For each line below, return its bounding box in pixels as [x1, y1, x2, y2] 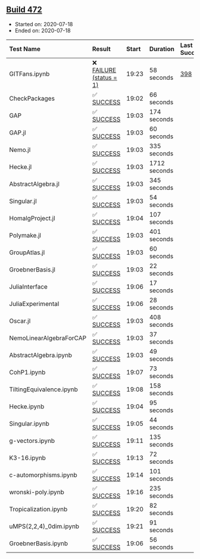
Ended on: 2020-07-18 [14, 27, 71, 34]
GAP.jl [9, 128, 26, 136]
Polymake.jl [9, 231, 42, 239]
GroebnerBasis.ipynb [9, 539, 68, 547]
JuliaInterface [9, 282, 48, 291]
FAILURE [92, 65, 117, 74]
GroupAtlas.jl [9, 248, 45, 257]
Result [92, 45, 111, 53]
